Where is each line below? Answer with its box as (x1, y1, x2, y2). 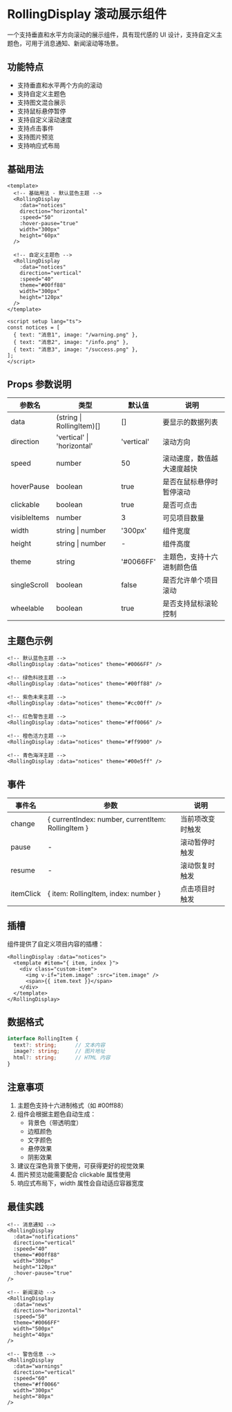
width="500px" (13, 1325, 54, 1332)
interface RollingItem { (7, 1035, 79, 1042)
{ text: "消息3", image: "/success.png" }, (13, 346, 138, 353)
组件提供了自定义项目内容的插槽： (7, 939, 104, 948)
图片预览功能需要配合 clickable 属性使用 (17, 1170, 131, 1179)
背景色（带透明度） (27, 1118, 83, 1127)
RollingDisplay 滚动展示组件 (7, 6, 167, 22)
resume (10, 866, 36, 875)
